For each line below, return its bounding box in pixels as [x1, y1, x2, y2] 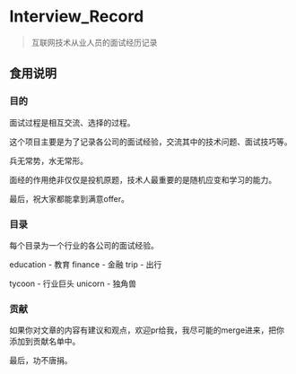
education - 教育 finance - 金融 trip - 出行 [9, 258, 162, 270]
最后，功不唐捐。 [9, 355, 73, 366]
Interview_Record [9, 6, 144, 27]
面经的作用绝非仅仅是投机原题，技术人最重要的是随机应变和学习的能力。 [9, 174, 276, 185]
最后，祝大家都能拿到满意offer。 [9, 193, 130, 204]
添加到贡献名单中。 [9, 336, 81, 347]
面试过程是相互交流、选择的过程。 [9, 117, 135, 127]
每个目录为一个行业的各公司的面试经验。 [9, 239, 159, 250]
